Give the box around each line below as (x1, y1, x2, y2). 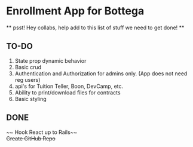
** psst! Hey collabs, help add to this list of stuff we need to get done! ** (6, 24, 185, 31)
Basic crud (14, 63, 42, 71)
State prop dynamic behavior (14, 57, 87, 64)
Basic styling (14, 95, 47, 102)
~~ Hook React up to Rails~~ (6, 128, 78, 136)
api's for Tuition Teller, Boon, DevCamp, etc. (14, 82, 124, 90)
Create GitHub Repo (6, 134, 56, 142)
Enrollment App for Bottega (6, 4, 145, 18)
